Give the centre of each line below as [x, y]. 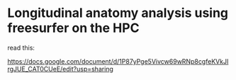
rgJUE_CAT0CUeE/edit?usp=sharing [60, 69]
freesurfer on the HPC [73, 28]
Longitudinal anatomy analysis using [118, 13]
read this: [21, 47]
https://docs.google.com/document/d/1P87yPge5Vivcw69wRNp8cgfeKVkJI [118, 61]
